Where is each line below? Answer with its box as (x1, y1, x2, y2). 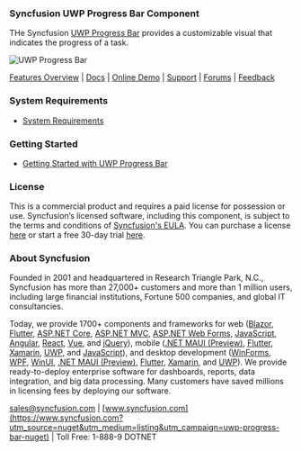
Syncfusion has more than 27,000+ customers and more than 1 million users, (9, 282, 293, 293)
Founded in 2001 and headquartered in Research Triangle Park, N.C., (9, 273, 264, 284)
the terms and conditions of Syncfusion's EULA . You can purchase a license (9, 220, 291, 231)
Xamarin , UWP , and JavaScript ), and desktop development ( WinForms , (9, 347, 271, 358)
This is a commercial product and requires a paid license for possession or (9, 201, 286, 212)
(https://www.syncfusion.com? (9, 412, 124, 423)
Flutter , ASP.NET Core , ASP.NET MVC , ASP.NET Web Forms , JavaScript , (9, 328, 277, 339)
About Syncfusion (9, 252, 91, 265)
